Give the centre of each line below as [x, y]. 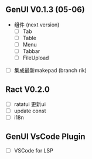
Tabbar [31, 51]
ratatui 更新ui [30, 104]
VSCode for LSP [33, 150]
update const [30, 111]
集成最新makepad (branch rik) [50, 71]
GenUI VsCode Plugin [45, 136]
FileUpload [36, 58]
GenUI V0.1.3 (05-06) [45, 10]
